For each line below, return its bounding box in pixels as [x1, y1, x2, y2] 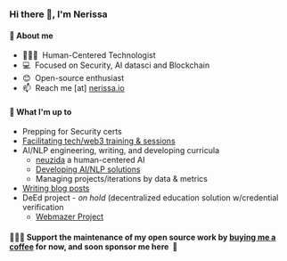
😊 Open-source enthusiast [21, 73, 125, 84]
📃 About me [9, 30, 53, 41]
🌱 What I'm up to [9, 106, 72, 117]
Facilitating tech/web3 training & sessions [21, 135, 176, 146]
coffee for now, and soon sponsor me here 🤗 [9, 241, 178, 252]
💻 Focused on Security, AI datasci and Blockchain [21, 60, 210, 70]
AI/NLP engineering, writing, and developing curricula [21, 145, 220, 156]
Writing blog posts [21, 183, 90, 194]
